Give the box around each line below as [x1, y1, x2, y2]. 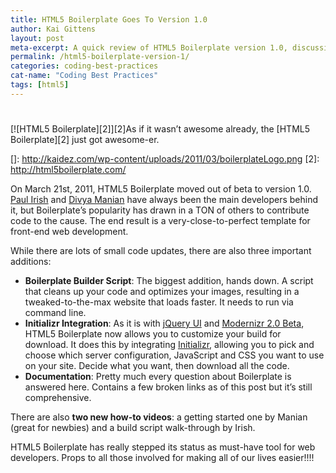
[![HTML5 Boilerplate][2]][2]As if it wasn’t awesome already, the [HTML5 [10, 122, 311, 135]
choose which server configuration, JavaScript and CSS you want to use [24, 349, 325, 361]
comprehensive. [24, 391, 92, 403]
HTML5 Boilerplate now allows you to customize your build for [24, 327, 282, 340]
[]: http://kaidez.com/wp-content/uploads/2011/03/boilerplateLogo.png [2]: [10, 152, 320, 165]
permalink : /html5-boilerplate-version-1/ [10, 52, 190, 62]
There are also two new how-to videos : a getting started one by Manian [10, 411, 308, 423]
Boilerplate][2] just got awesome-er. [10, 133, 160, 145]
